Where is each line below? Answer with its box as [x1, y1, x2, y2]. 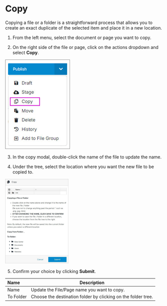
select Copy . [12, 49, 39, 55]
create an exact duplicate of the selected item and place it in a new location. [5, 24, 162, 30]
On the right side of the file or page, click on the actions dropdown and [12, 44, 159, 50]
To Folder [7, 293, 27, 300]
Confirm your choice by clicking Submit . [12, 268, 96, 274]
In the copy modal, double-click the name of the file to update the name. [12, 153, 162, 160]
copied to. [12, 168, 33, 175]
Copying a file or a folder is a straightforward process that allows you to [5, 19, 152, 25]
